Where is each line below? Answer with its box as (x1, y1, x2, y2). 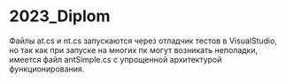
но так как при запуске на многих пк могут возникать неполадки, (9, 44, 259, 55)
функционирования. (9, 64, 85, 74)
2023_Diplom (9, 6, 111, 26)
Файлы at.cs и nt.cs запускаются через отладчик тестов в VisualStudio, (9, 35, 277, 46)
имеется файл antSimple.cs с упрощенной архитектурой (9, 54, 222, 64)
